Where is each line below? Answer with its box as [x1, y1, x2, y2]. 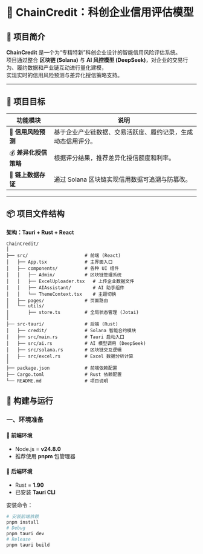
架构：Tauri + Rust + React [6, 229, 74, 236]
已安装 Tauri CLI [14, 489, 56, 496]
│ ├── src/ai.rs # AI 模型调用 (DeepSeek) [6, 340, 146, 346]
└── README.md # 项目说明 [6, 378, 109, 384]
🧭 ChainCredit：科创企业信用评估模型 [6, 5, 195, 19]
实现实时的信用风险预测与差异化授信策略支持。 [6, 72, 123, 79]
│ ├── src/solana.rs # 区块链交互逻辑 [6, 347, 122, 353]
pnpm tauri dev [6, 530, 45, 536]
